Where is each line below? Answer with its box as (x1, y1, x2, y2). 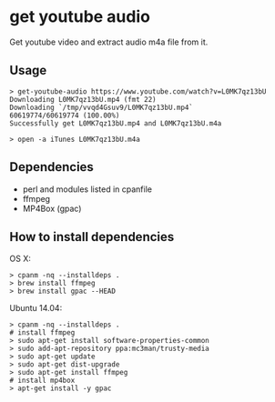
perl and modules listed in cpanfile (22, 184, 153, 195)
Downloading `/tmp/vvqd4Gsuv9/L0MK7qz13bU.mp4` (9, 103, 194, 112)
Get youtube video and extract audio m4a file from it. (9, 36, 209, 47)
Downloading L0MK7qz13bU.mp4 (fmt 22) (9, 95, 157, 104)
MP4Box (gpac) (22, 203, 82, 214)
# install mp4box (9, 376, 76, 386)
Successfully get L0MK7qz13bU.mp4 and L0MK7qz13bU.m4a (9, 118, 222, 128)
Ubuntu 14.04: (9, 303, 63, 314)
